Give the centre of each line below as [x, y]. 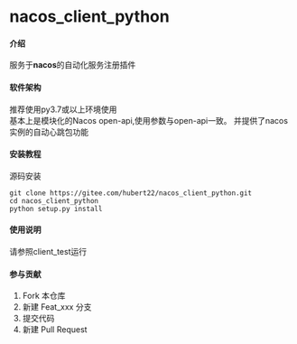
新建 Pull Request [55, 330]
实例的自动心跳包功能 [49, 132]
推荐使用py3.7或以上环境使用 [63, 109]
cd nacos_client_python [54, 200]
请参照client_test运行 [48, 251]
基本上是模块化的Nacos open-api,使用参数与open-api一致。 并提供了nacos [149, 120]
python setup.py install [56, 209]
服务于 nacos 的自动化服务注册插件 [73, 65]
